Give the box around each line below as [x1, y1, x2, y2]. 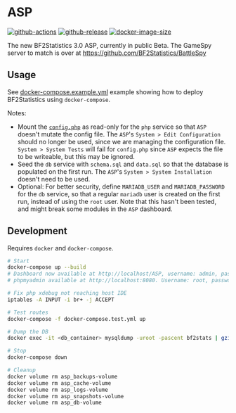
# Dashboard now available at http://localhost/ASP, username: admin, [7, 270, 218, 278]
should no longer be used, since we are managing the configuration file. [17, 137, 226, 146]
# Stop [7, 348, 27, 355]
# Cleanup [7, 367, 37, 374]
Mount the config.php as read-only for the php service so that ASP [17, 122, 207, 131]
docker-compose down [7, 354, 68, 361]
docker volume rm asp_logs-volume [7, 386, 109, 393]
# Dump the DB [7, 328, 49, 335]
